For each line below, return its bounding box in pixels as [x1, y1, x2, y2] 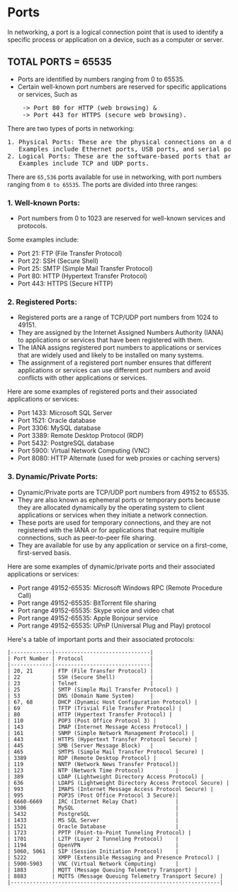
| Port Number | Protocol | [7, 655, 154, 662]
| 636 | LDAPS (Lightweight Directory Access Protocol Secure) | [7, 779, 230, 786]
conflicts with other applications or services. [17, 374, 147, 382]
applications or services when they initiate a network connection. [17, 510, 208, 519]
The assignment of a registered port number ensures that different [17, 358, 212, 367]
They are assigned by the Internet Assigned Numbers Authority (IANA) [17, 328, 224, 337]
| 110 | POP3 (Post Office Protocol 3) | [7, 717, 157, 724]
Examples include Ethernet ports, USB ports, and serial [18, 145, 221, 153]
